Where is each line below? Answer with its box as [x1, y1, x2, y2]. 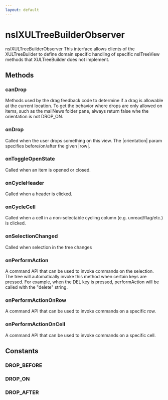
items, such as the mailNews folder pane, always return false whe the [5, 108, 149, 114]
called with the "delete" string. [5, 284, 68, 290]
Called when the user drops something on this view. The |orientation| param [5, 137, 162, 143]
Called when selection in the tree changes [5, 244, 92, 250]
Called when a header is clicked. [5, 191, 73, 197]
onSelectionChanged [5, 232, 58, 239]
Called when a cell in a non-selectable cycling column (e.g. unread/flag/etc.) [5, 215, 163, 221]
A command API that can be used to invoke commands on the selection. [5, 268, 154, 274]
